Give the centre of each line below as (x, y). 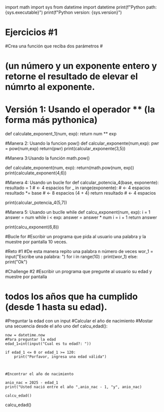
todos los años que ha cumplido (71, 297)
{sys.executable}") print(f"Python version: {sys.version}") (64, 12)
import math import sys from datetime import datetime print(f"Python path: (81, 7)
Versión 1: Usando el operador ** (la (80, 109)
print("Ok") (16, 262)
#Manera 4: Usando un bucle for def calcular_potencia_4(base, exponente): (82, 183)
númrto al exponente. (50, 87)
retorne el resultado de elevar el (71, 77)
